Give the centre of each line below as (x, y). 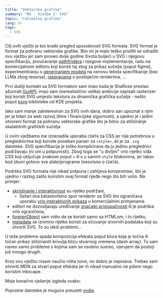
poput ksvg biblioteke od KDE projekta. (44, 102)
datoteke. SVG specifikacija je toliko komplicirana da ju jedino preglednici (78, 146)
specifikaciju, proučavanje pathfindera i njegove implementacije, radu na (78, 61)
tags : (10, 28)
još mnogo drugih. (23, 252)
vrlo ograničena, (28, 211)
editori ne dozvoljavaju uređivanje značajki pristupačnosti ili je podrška (83, 206)
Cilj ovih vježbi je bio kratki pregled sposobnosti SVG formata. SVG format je (81, 46)
